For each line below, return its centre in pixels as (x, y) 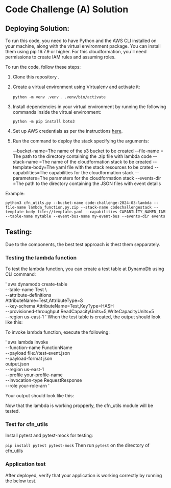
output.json (17, 364)
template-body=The (34, 167)
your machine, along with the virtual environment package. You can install (83, 46)
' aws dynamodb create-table (36, 284)
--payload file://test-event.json (38, 353)
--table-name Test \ (26, 290)
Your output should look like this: (40, 396)
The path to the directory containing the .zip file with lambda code (82, 156)
